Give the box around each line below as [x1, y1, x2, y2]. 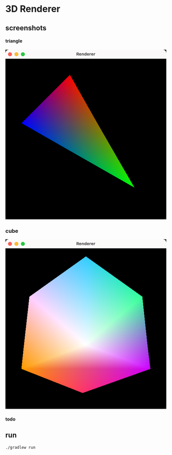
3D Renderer [5, 3, 61, 15]
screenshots [5, 24, 47, 32]
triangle [5, 38, 23, 44]
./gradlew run [5, 445, 36, 450]
